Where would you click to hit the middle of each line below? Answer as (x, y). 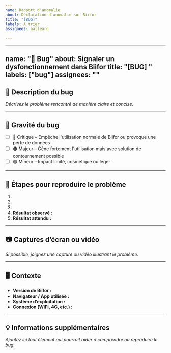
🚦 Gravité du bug (32, 125)
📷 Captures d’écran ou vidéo (52, 240)
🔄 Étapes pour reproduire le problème (66, 184)
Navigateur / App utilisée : (41, 296)
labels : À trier (22, 24)
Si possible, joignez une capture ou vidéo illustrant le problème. (72, 254)
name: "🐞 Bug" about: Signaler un (60, 59)
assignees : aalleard (27, 29)
